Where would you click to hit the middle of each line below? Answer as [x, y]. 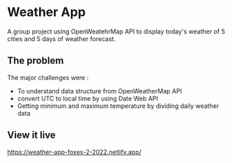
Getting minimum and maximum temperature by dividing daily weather [118, 106]
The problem [36, 61]
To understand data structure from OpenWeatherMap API [100, 91]
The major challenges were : [48, 77]
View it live [31, 135]
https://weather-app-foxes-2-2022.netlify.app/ [74, 152]
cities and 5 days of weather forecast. [62, 38]
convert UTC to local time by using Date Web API [88, 98]
